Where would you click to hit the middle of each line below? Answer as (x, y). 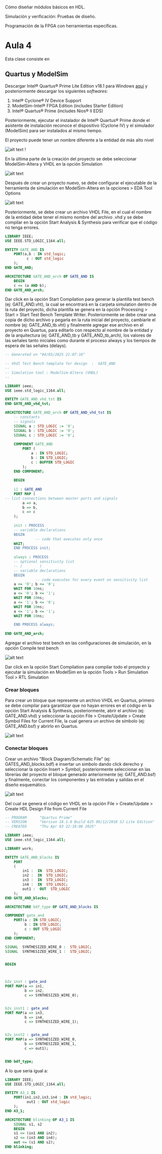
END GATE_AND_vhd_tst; (28, 404)
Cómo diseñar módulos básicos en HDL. (45, 7)
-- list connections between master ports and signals (61, 498)
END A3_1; (15, 1111)
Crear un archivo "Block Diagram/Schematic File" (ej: (58, 759)
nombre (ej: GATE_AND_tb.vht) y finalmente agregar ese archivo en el (74, 325)
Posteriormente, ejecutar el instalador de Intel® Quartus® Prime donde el (77, 120)
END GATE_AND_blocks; (27, 898)
